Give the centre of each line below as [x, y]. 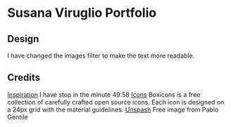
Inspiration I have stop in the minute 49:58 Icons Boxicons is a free [104, 94]
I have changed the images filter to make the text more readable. [101, 55]
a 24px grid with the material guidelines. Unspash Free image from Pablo [113, 109]
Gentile [18, 116]
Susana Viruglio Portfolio [82, 13]
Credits [24, 78]
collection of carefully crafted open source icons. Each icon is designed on [116, 102]
